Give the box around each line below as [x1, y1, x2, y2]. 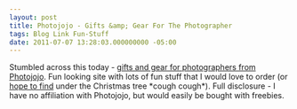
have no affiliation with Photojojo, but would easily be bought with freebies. [9, 90, 285, 101]
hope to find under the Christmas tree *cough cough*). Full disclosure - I [9, 81, 276, 91]
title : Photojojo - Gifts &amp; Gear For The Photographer [9, 21, 233, 30]
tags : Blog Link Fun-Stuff [9, 29, 109, 38]
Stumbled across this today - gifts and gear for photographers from [9, 62, 256, 73]
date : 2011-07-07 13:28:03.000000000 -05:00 [9, 37, 177, 47]
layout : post [9, 12, 58, 22]
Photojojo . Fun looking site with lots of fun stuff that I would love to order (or [9, 72, 288, 82]
